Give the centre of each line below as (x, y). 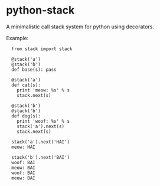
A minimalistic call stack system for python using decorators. (80, 27)
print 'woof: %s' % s (43, 121)
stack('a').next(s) (41, 126)
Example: (17, 38)
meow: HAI (23, 147)
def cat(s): (26, 85)
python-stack (40, 10)
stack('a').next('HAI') (40, 142)
